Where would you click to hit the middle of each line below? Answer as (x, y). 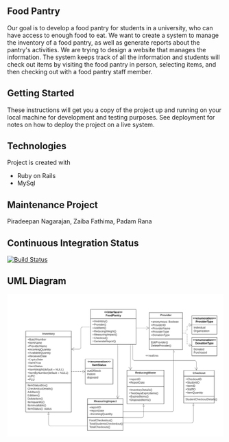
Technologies (37, 146)
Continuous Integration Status (73, 243)
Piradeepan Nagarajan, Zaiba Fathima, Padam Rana (80, 221)
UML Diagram (37, 281)
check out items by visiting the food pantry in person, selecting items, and (112, 64)
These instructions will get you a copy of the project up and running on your (114, 110)
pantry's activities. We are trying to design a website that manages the (107, 49)
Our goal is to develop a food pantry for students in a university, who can (110, 27)
